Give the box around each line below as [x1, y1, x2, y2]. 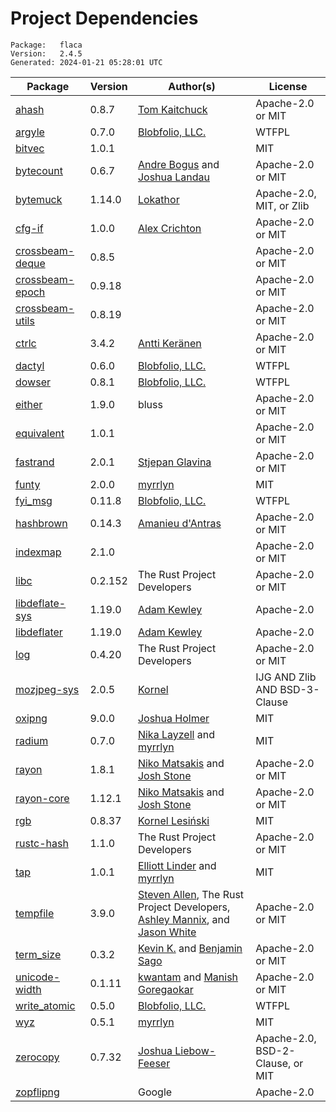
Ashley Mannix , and [137, 912, 230, 926]
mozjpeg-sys [15, 682, 80, 696]
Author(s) [168, 79, 216, 93]
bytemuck [15, 192, 63, 206]
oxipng [15, 711, 48, 725]
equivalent [15, 426, 65, 440]
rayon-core [15, 791, 70, 805]
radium [15, 733, 49, 747]
